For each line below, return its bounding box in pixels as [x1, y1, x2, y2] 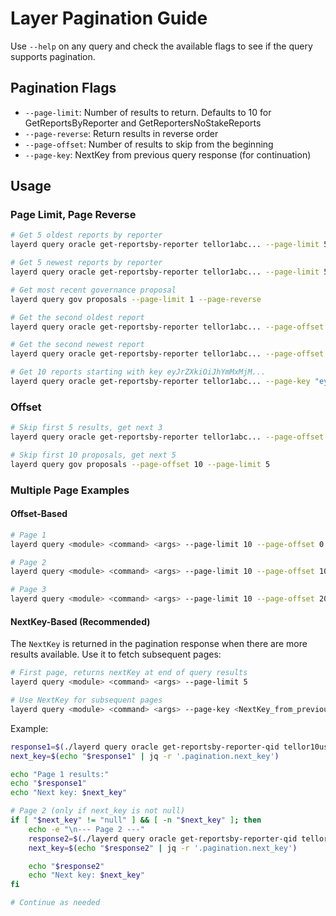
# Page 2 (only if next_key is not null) [10, 806, 186, 816]
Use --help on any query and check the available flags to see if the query [10, 40, 313, 52]
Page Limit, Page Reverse [10, 208, 137, 222]
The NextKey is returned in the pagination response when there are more [10, 638, 308, 650]
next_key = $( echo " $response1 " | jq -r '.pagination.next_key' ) [10, 751, 280, 761]
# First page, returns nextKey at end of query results [10, 668, 248, 678]
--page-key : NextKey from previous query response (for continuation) [24, 148, 312, 161]
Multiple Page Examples [10, 483, 130, 497]
